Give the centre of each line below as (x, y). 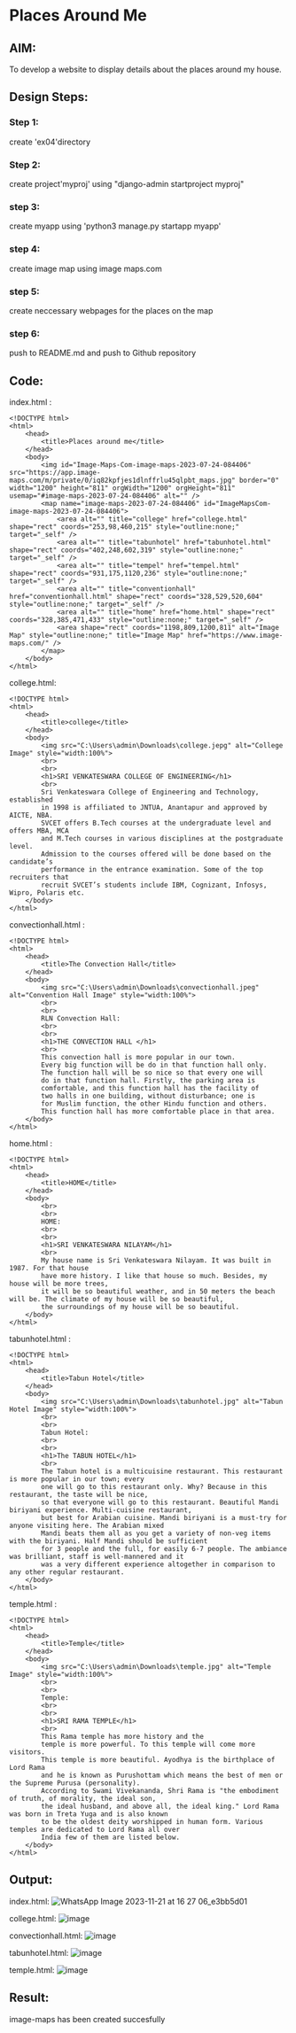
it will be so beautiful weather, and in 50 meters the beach (158, 1291)
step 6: (25, 333)
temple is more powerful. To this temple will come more (148, 1744)
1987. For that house (49, 1268)
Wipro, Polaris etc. (47, 892)
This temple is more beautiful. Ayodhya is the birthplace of (158, 1759)
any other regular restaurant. (67, 1572)
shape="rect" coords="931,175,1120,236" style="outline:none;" (129, 573)
